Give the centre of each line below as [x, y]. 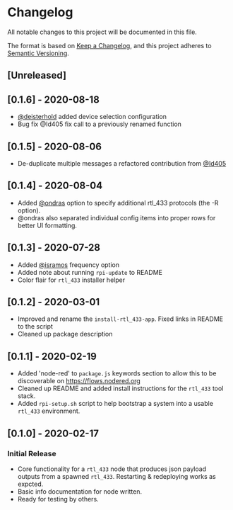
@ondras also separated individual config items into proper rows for [116, 217]
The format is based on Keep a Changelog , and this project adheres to [109, 45]
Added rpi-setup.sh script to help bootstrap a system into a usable [115, 404]
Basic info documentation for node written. [80, 491]
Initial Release [32, 453]
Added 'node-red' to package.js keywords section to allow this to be [117, 373]
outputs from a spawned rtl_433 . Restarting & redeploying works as [117, 476]
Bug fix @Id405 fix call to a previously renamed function [100, 124]
